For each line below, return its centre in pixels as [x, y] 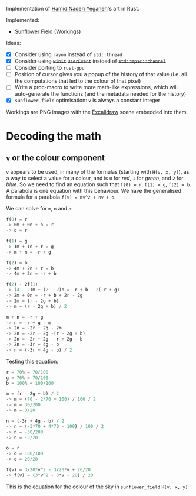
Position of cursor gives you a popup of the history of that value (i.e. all [101, 74]
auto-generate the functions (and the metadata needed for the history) [100, 94]
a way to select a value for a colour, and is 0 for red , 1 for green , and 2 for [95, 178]
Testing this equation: [32, 361]
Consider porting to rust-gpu [49, 68]
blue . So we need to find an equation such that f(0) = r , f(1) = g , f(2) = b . [99, 184]
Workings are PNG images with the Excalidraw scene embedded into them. [97, 112]
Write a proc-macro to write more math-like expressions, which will [96, 87]
